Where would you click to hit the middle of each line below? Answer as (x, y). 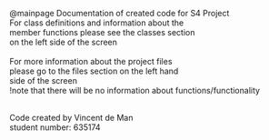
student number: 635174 (55, 127)
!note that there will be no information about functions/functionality (135, 90)
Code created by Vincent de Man (71, 118)
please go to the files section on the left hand (94, 71)
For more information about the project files (91, 61)
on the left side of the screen (64, 42)
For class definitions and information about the (97, 23)
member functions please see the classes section (102, 32)
